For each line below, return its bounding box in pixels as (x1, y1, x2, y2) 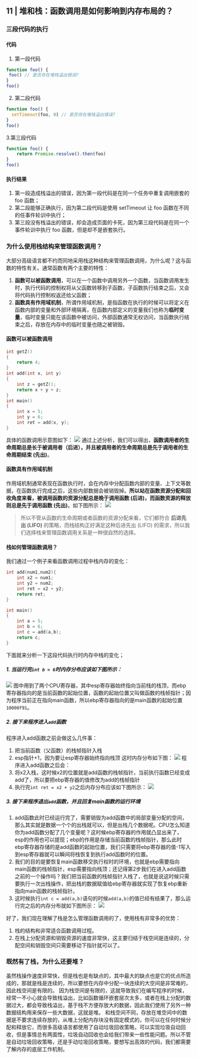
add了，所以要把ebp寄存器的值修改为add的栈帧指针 (14, 776, 141, 783)
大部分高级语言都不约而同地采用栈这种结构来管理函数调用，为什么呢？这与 (6, 257, 186, 264)
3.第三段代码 (6, 134, 37, 141)
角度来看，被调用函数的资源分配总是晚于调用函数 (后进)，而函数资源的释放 (11, 494, 191, 501)
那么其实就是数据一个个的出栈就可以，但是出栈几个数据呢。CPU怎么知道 (14, 821, 191, 828)
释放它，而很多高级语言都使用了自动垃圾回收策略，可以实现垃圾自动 (16, 1023, 181, 1030)
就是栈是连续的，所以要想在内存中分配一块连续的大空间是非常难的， (26, 979, 191, 986)
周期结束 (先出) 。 (11, 451, 53, 458)
